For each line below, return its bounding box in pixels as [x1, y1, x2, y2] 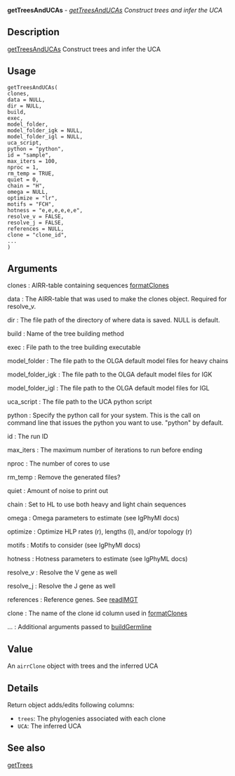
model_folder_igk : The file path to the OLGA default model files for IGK [7, 370, 213, 379]
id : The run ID [7, 432, 48, 441]
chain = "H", [7, 182, 46, 189]
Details [7, 682, 39, 694]
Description [7, 26, 60, 38]
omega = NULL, [7, 188, 49, 195]
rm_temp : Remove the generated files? [7, 473, 121, 482]
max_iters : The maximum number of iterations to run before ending [7, 446, 203, 454]
